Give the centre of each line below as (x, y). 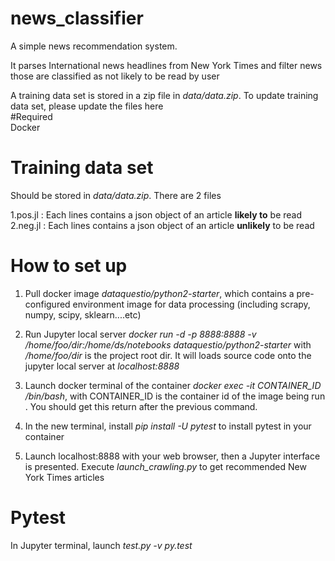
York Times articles (64, 477)
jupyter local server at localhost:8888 (102, 366)
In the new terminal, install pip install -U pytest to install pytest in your (168, 426)
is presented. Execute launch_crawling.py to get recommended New (165, 466)
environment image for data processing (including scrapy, (191, 304)
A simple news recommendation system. (94, 46)
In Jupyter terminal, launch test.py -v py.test (101, 545)
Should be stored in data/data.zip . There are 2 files (116, 195)
